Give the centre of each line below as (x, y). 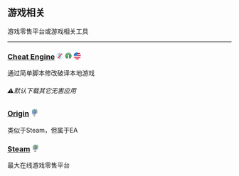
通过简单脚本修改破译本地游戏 (51, 73)
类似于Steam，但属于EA (43, 130)
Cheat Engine (31, 57)
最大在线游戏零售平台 (38, 165)
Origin (18, 114)
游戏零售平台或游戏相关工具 (48, 31)
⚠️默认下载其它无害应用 (42, 90)
